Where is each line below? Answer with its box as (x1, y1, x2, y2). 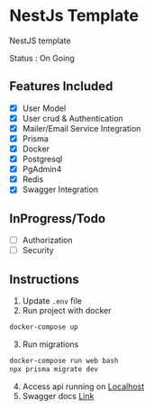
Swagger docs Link (22, 390, 95, 401)
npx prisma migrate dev (9, 364, 99, 374)
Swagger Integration (22, 184, 99, 195)
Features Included (9, 78, 113, 95)
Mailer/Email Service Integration (22, 123, 141, 133)
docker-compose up (9, 323, 78, 332)
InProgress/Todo (9, 211, 106, 226)
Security (22, 245, 54, 256)
